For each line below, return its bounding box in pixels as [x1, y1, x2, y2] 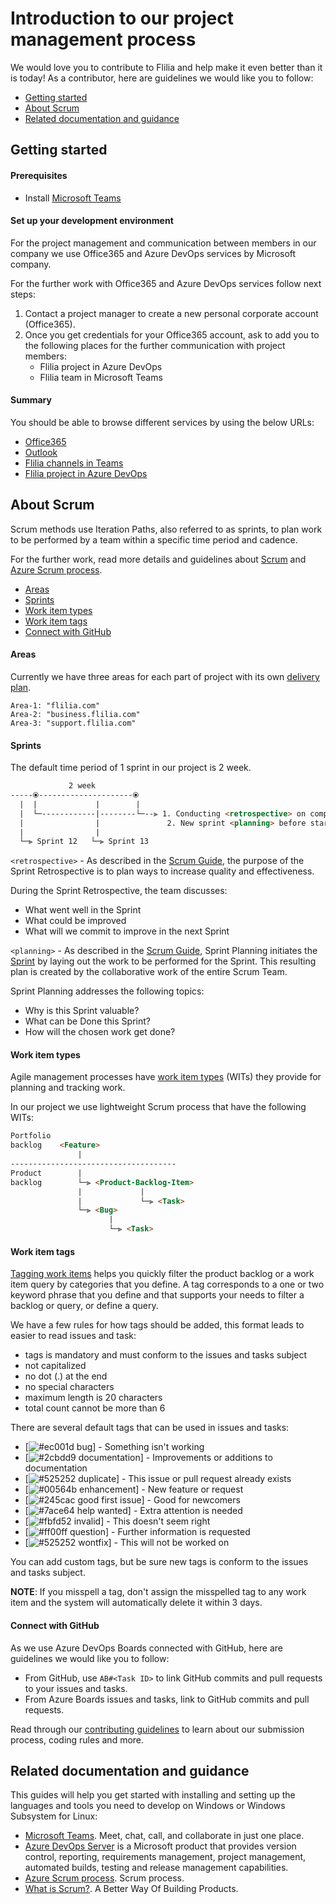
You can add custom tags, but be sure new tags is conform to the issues [10, 1556, 309, 1568]
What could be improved [24, 915, 127, 927]
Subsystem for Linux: [10, 1810, 98, 1822]
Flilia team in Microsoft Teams [39, 371, 163, 383]
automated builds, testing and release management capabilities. [24, 1862, 289, 1874]
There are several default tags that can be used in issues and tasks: [10, 1422, 290, 1434]
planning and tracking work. [10, 1082, 126, 1094]
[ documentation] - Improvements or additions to [24, 1452, 273, 1464]
